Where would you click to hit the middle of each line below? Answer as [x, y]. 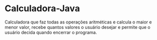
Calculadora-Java [42, 9]
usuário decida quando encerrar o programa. [51, 32]
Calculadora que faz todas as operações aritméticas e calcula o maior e [78, 22]
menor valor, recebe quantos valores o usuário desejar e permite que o [78, 27]
